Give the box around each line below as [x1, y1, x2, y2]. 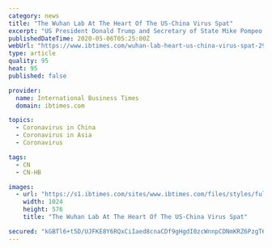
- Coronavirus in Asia [15, 131, 92, 140]
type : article [8, 49, 57, 57]
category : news [8, 11, 60, 20]
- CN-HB [15, 168, 42, 176]
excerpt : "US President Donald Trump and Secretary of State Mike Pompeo [8, 27, 263, 35]
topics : [8, 116, 35, 124]
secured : [8, 227, 38, 235]
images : [8, 183, 35, 191]
